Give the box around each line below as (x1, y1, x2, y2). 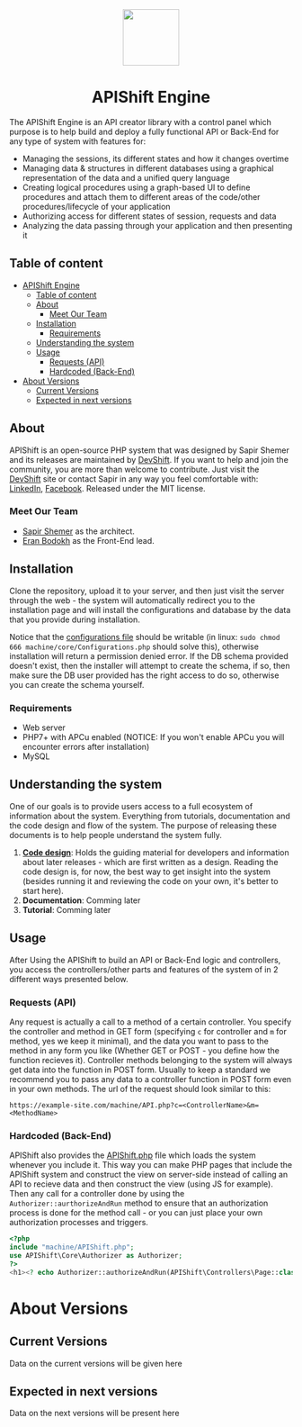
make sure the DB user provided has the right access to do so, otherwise (9, 670, 280, 681)
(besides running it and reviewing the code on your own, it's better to (22, 875, 279, 886)
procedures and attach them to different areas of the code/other (22, 191, 261, 202)
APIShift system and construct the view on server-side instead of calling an (9, 1170, 289, 1180)
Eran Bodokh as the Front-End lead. (22, 535, 155, 546)
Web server (22, 722, 66, 733)
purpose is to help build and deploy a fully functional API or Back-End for (9, 126, 280, 137)
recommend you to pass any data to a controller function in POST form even (9, 1073, 292, 1084)
